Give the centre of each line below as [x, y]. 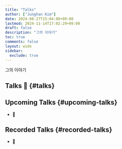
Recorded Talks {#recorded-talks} [59, 130]
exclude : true [24, 55]
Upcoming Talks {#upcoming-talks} [61, 103]
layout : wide [18, 46]
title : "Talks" [21, 10]
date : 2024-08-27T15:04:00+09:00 [39, 19]
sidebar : [14, 51]
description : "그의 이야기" [31, 32]
